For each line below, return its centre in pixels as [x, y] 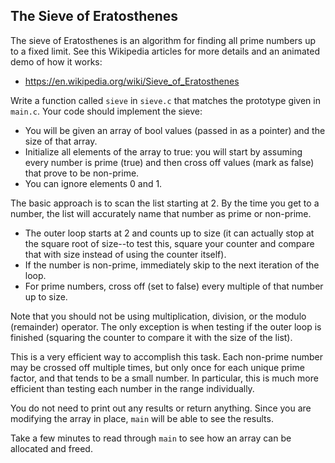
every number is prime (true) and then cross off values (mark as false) [169, 162]
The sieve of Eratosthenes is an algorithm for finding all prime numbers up [163, 40]
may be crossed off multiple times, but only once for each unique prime [157, 367]
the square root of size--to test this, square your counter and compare [169, 243]
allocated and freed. [51, 448]
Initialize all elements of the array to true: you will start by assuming [163, 151]
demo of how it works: [56, 61]
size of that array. [61, 141]
